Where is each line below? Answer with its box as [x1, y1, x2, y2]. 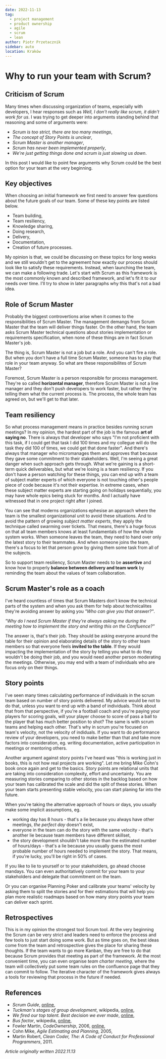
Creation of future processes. [12, 244, 73, 250]
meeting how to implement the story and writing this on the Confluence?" [5, 623, 155, 629]
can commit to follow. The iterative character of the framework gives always [5, 969, 160, 975]
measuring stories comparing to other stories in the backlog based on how [5, 776, 158, 782]
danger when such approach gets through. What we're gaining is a [5, 461, 142, 467]
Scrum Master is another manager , [12, 139, 84, 145]
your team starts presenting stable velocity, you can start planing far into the [5, 786, 161, 792]
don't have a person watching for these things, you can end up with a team [5, 471, 159, 477]
